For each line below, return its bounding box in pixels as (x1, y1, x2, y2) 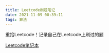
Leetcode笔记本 (5, 42, 39, 48)
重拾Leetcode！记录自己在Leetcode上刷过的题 (5, 32, 104, 38)
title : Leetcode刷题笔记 (5, 7, 56, 13)
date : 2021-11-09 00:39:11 (5, 12, 63, 17)
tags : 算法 (5, 17, 27, 22)
